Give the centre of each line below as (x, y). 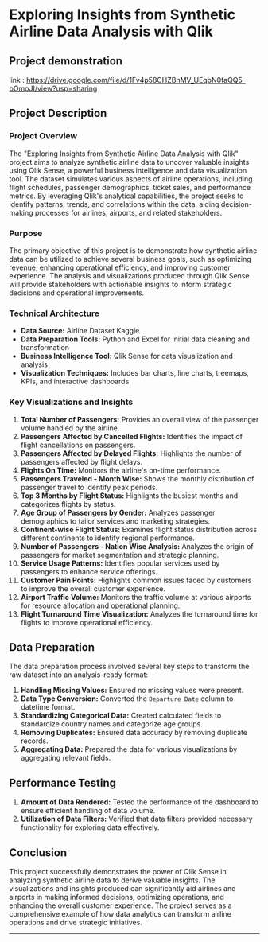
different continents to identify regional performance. (108, 538)
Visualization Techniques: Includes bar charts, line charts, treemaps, (135, 373)
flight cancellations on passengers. (78, 445)
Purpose (26, 233)
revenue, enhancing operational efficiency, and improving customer (120, 267)
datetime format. (48, 707)
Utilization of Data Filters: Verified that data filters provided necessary (136, 819)
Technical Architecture (54, 313)
